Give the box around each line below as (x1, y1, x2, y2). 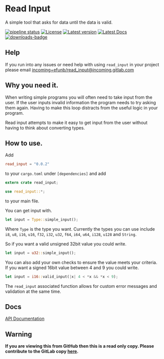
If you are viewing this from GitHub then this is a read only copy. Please (5, 343, 154, 349)
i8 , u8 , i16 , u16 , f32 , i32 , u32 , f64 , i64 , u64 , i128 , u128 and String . (5, 231, 137, 237)
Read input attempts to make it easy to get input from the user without (5, 120, 148, 125)
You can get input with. (5, 208, 52, 213)
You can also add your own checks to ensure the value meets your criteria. (5, 259, 158, 265)
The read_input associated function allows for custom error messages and (5, 283, 157, 289)
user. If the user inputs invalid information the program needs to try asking (5, 99, 156, 105)
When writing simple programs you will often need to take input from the (5, 94, 153, 100)
